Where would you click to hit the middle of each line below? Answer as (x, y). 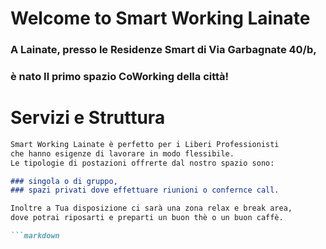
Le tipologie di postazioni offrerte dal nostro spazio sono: (142, 163)
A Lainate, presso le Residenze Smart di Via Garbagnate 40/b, (163, 50)
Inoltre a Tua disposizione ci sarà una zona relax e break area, (151, 208)
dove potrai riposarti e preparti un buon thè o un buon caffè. (147, 218)
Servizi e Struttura (88, 118)
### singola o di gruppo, (64, 181)
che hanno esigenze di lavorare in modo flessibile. (122, 153)
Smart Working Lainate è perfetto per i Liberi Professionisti (145, 144)
